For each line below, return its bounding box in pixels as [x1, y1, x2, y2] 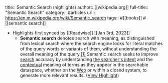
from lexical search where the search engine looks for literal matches [20, 40, 163, 46]
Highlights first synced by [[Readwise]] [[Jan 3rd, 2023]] [12, 30, 130, 35]
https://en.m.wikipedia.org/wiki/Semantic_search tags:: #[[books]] [5, 15, 142, 20]
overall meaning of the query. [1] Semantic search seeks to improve [20, 51, 158, 57]
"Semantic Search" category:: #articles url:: [5, 9, 95, 15]
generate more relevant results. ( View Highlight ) [20, 72, 119, 78]
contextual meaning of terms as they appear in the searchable [20, 62, 149, 67]
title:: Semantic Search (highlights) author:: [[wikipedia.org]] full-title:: [5, 4, 149, 10]
